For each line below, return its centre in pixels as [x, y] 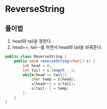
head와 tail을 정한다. [32, 41]
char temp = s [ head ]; [53, 80]
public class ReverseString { [36, 56]
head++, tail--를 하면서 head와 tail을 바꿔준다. [57, 47]
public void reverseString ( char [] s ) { [55, 61]
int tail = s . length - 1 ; [49, 70]
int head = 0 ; [37, 66]
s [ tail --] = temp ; [50, 89]
